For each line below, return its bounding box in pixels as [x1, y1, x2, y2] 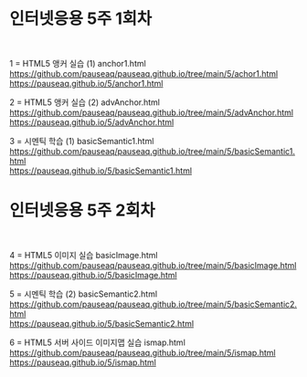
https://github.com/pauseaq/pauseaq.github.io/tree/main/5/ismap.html [9, 347, 276, 358]
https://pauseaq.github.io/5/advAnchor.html [9, 116, 175, 128]
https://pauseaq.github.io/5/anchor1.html [9, 78, 164, 89]
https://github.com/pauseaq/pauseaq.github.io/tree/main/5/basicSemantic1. [9, 145, 295, 156]
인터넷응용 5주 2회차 [9, 200, 155, 221]
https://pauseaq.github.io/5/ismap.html [9, 357, 157, 368]
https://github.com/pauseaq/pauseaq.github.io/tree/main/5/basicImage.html [9, 259, 297, 270]
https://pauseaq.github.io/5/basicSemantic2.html [9, 318, 195, 329]
